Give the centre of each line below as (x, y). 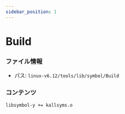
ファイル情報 (24, 61)
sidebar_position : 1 (31, 12)
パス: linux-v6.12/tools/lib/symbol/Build (67, 76)
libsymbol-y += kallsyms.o (39, 106)
